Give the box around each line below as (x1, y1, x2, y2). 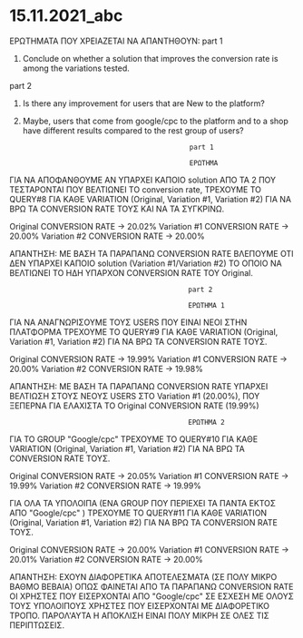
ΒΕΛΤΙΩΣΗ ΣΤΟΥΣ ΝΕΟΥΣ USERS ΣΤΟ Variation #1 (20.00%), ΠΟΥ (9, 390, 260, 401)
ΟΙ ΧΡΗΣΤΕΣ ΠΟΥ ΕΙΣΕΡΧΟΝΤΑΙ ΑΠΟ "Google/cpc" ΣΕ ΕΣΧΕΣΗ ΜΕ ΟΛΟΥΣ (9, 591, 295, 602)
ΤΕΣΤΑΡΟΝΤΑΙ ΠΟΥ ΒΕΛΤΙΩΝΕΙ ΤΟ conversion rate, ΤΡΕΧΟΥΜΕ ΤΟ (9, 183, 261, 195)
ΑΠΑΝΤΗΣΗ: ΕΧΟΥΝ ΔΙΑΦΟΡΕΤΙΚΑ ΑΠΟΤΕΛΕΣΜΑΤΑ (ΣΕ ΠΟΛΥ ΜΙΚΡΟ (9, 571, 278, 582)
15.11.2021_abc (9, 5, 123, 26)
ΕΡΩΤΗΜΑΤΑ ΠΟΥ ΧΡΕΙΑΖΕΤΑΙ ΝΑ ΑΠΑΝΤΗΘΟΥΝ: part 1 (9, 35, 224, 46)
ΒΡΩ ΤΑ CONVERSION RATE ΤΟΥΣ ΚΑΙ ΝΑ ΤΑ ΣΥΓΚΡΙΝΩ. (9, 203, 225, 214)
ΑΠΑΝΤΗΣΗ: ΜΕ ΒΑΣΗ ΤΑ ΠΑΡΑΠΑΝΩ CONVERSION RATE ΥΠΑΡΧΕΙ (9, 380, 269, 391)
